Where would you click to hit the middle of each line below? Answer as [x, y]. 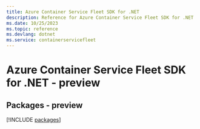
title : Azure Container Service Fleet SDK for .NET [73, 12]
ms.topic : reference [32, 29]
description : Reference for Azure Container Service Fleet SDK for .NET [100, 18]
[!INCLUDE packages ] [34, 120]
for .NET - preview [53, 83]
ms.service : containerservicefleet [51, 40]
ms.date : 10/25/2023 [32, 23]
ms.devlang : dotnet [31, 35]
